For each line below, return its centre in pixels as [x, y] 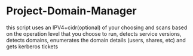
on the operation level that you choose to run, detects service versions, [94, 33]
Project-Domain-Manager [71, 11]
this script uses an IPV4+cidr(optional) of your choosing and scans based [97, 27]
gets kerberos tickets [32, 46]
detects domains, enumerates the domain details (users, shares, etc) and [96, 40]
